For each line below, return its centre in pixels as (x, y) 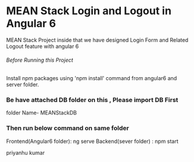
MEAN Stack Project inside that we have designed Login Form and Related (97, 40)
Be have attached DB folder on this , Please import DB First (92, 100)
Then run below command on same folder (68, 128)
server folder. (23, 85)
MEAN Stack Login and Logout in (89, 11)
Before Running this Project (40, 60)
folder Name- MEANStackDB (42, 113)
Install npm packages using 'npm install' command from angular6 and (92, 78)
